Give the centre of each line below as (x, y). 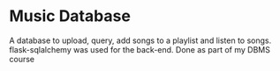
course (22, 59)
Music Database (70, 16)
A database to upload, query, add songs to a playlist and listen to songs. (140, 40)
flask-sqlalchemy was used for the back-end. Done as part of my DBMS (140, 49)
